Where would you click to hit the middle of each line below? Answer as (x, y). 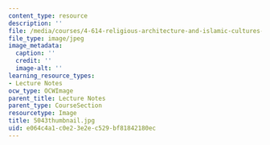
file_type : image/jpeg (46, 38)
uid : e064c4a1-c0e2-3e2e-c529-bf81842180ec (82, 128)
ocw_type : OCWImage (41, 91)
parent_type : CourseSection (55, 106)
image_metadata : (35, 46)
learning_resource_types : (51, 76)
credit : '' (34, 61)
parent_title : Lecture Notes (57, 98)
